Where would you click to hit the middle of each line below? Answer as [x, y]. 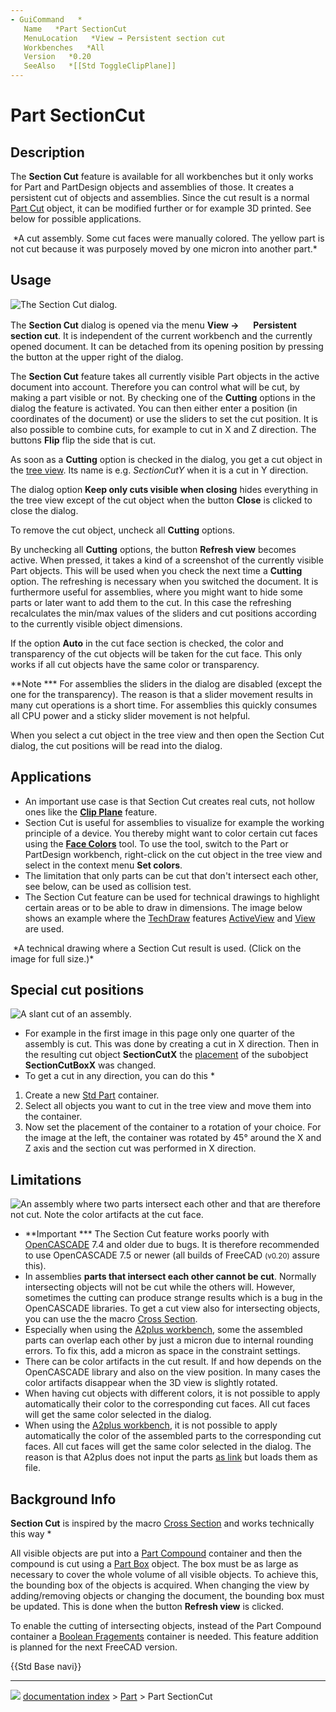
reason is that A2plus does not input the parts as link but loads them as [171, 1457]
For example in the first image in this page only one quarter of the [159, 1033]
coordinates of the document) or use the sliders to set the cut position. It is [164, 418]
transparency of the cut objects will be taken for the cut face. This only [156, 653]
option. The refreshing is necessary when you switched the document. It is [164, 581]
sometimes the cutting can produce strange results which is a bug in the [173, 1298]
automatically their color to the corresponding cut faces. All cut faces [167, 1404]
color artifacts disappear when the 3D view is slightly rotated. [151, 1383]
